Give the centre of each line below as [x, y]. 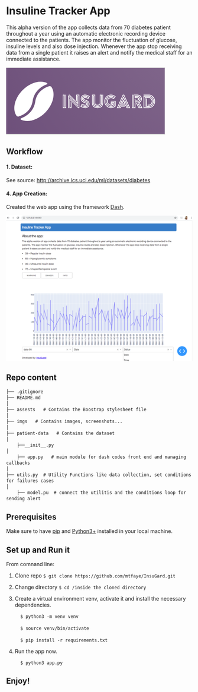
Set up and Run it [38, 550]
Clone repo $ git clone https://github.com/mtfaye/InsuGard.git [95, 575]
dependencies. [33, 605]
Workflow [25, 152]
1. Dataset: [20, 167]
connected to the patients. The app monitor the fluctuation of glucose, [92, 40]
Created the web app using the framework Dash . [66, 207]
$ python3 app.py [42, 663]
